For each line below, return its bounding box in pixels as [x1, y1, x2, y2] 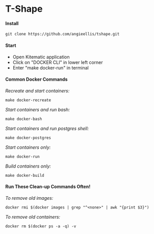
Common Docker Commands [5, 76, 68, 82]
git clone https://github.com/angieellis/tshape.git [5, 32, 120, 37]
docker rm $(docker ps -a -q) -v [5, 224, 76, 229]
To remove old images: [5, 195, 54, 201]
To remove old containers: [5, 214, 60, 220]
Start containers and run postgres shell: [5, 125, 89, 131]
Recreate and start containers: [5, 87, 70, 93]
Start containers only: [5, 144, 51, 150]
